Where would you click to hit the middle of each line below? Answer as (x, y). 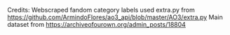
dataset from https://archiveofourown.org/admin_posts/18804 (96, 24)
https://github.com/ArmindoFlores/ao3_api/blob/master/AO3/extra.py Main (115, 17)
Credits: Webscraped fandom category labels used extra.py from (101, 10)
